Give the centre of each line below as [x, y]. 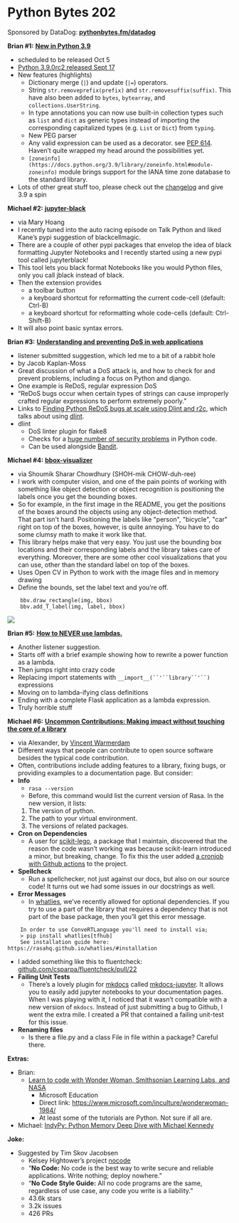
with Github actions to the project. [78, 864]
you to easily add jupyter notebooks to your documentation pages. [126, 992]
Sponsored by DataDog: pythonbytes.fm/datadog [82, 32]
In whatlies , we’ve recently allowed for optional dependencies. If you [129, 901]
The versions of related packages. [79, 826]
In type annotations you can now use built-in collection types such [126, 112]
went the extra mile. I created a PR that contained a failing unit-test [126, 1014]
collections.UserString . [64, 105]
